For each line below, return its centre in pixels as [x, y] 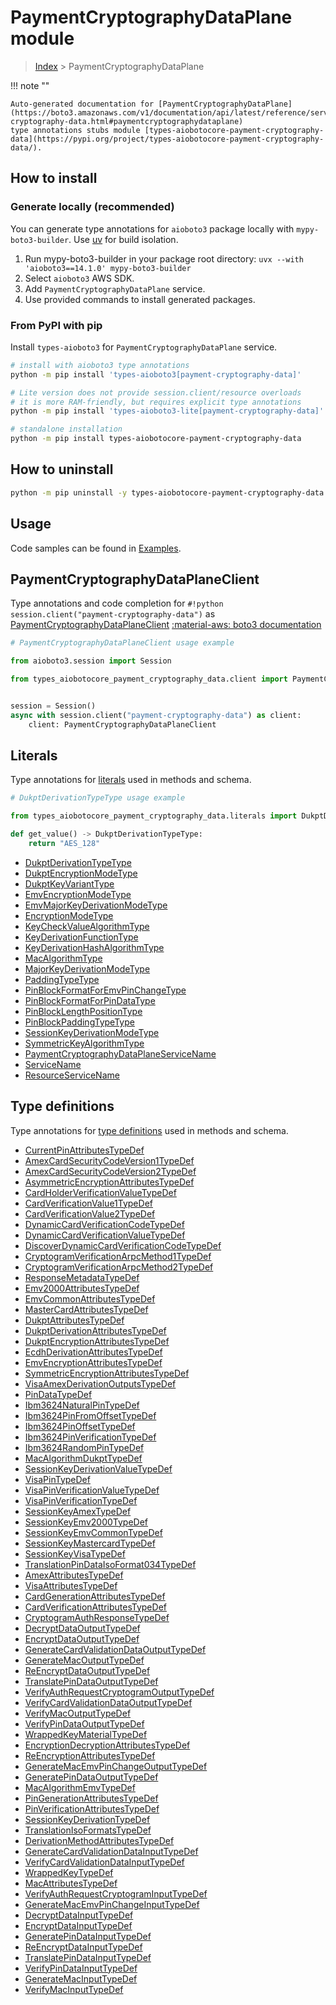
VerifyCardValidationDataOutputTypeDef [108, 1702]
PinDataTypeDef [58, 1394]
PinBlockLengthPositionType [83, 1011]
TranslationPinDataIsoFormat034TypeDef [110, 1564]
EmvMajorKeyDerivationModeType [96, 905]
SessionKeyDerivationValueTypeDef [98, 1468]
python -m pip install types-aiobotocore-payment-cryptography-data [156, 439]
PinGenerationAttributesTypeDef [91, 1798]
